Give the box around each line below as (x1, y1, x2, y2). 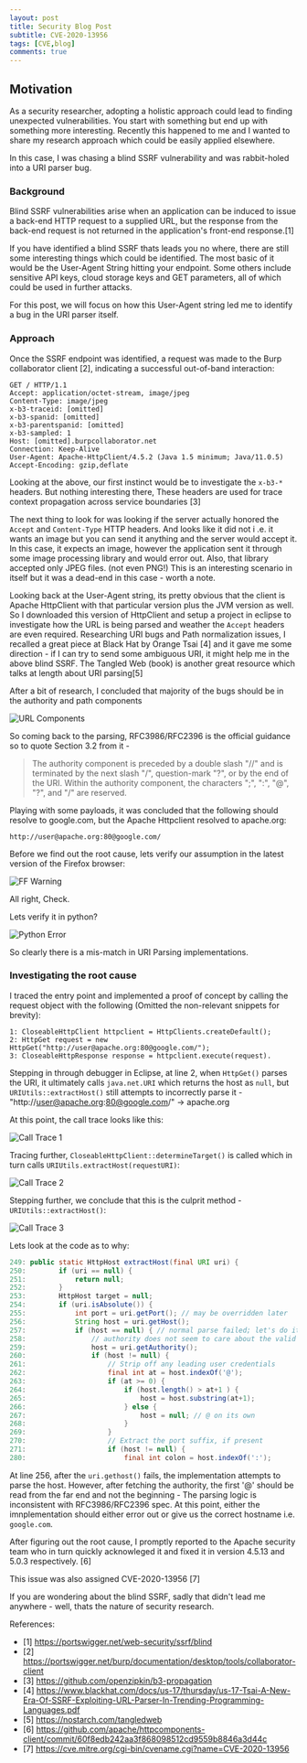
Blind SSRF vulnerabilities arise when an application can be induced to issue (9, 206, 297, 217)
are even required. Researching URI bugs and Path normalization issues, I (9, 629, 286, 640)
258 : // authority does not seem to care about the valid (9, 1334, 297, 1343)
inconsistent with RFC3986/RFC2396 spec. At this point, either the (9, 1499, 260, 1510)
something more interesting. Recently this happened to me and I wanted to (9, 124, 291, 135)
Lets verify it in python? (9, 911, 98, 922)
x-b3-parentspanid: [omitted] (9, 420, 125, 430)
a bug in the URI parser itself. (9, 309, 119, 320)
